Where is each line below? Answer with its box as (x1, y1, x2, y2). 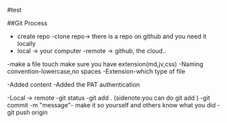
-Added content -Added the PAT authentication (7, 81, 141, 88)
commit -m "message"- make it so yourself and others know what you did (7, 101, 216, 109)
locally (16, 40, 36, 47)
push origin (16, 109, 48, 116)
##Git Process (7, 19, 48, 27)
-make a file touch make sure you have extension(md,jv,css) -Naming (7, 60, 204, 68)
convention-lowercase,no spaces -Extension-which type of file (7, 68, 186, 75)
